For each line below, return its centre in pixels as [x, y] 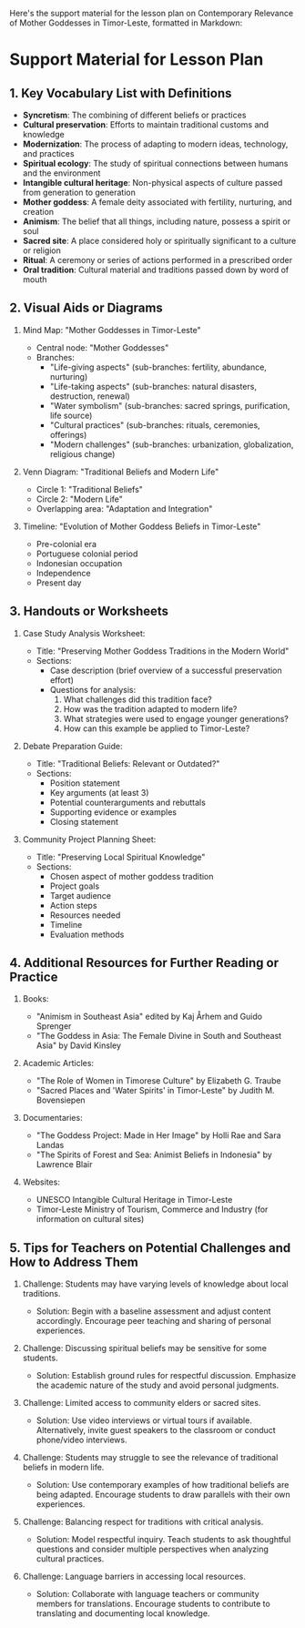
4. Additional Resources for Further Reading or [144, 963]
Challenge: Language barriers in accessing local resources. [134, 1577]
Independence [63, 573]
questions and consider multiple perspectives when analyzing [152, 1549]
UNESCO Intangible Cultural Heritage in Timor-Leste [134, 1200]
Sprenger [54, 1026]
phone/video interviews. [81, 1440]
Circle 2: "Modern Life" [79, 499]
